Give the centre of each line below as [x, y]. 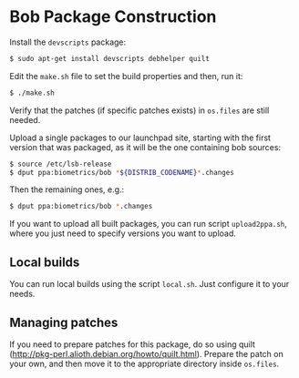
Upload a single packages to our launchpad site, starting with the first [140, 138]
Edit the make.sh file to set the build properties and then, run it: [126, 76]
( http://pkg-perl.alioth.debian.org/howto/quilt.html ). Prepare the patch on [147, 353]
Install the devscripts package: [68, 42]
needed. [25, 119]
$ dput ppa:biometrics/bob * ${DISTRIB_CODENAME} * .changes [122, 172]
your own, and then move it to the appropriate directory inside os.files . [144, 363]
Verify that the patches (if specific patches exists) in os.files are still [139, 110]
